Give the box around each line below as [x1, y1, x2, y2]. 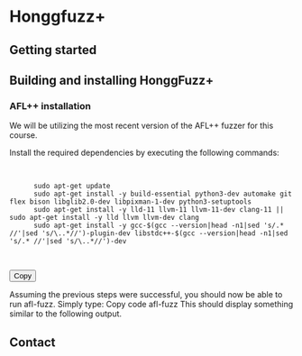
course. [9, 130, 38, 141]
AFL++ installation [9, 99, 92, 112]
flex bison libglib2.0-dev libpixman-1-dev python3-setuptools [9, 197, 252, 206]
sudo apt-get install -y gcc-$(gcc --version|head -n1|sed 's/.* [32, 221, 284, 231]
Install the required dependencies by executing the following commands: [9, 147, 279, 159]
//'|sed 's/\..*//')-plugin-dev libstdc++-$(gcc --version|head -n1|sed [9, 229, 288, 238]
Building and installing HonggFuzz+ [9, 72, 215, 87]
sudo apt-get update [32, 182, 111, 191]
